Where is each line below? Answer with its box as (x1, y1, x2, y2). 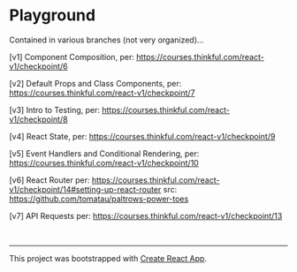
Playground (9, 5, 95, 26)
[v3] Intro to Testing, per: (9, 104, 100, 115)
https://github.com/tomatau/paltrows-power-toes (9, 193, 189, 204)
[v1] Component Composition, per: (9, 51, 135, 62)
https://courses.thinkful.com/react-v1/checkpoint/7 (9, 87, 196, 98)
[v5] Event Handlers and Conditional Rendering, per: (9, 147, 200, 159)
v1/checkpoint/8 (9, 114, 68, 125)
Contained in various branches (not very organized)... (9, 34, 204, 45)
